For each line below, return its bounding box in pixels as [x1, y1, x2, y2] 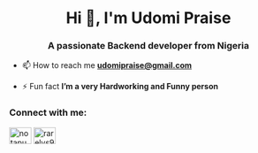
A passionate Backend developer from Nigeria [47, 40, 250, 52]
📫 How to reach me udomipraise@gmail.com [21, 60, 193, 71]
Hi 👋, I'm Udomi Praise [65, 8, 231, 28]
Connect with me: [9, 106, 87, 119]
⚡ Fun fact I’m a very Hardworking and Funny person [21, 81, 219, 92]
